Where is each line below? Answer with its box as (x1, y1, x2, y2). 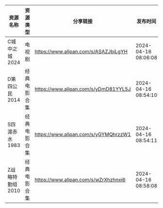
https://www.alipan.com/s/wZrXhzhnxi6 (34, 177, 126, 183)
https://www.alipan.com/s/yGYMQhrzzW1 (34, 131, 131, 137)
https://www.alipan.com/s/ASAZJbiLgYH (34, 48, 128, 55)
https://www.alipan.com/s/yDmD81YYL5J (34, 86, 131, 92)
